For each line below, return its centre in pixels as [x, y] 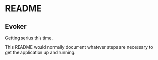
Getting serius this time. [29, 38]
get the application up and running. [40, 52]
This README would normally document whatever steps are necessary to [79, 47]
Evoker [16, 26]
